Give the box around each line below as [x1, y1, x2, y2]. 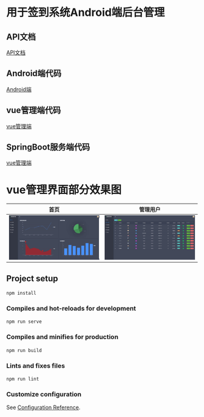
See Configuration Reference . [6, 404, 81, 411]
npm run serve [6, 319, 42, 325]
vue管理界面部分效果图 [6, 183, 121, 196]
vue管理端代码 [6, 105, 61, 115]
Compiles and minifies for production [6, 333, 118, 341]
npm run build [6, 347, 42, 353]
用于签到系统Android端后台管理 [6, 5, 165, 19]
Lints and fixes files [6, 361, 66, 370]
